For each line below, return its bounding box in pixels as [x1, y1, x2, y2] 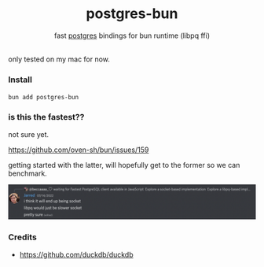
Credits [8, 232, 37, 243]
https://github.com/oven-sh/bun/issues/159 [8, 145, 149, 154]
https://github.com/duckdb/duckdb [19, 250, 134, 259]
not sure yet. [8, 129, 49, 139]
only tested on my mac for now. [8, 54, 110, 64]
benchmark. [8, 169, 47, 178]
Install [8, 74, 33, 85]
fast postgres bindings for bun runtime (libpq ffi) [53, 31, 211, 40]
